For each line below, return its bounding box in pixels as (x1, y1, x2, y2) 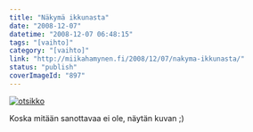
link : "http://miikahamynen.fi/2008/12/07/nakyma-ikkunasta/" (9, 54, 245, 63)
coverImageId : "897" (9, 71, 86, 80)
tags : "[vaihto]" (9, 37, 74, 47)
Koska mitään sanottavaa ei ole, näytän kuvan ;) (9, 112, 184, 123)
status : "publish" (9, 63, 78, 72)
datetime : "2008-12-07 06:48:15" (9, 29, 134, 38)
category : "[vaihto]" (9, 46, 90, 55)
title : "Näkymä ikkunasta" (9, 12, 110, 22)
